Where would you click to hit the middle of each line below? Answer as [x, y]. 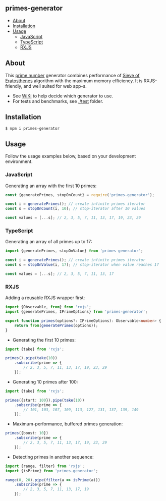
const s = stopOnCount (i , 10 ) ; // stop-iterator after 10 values [75, 209]
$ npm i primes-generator [32, 129]
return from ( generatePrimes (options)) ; [56, 325]
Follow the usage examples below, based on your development [71, 156]
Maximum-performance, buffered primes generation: [68, 424]
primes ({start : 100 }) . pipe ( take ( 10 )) [45, 400]
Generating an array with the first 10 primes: [51, 186]
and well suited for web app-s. [55, 86]
